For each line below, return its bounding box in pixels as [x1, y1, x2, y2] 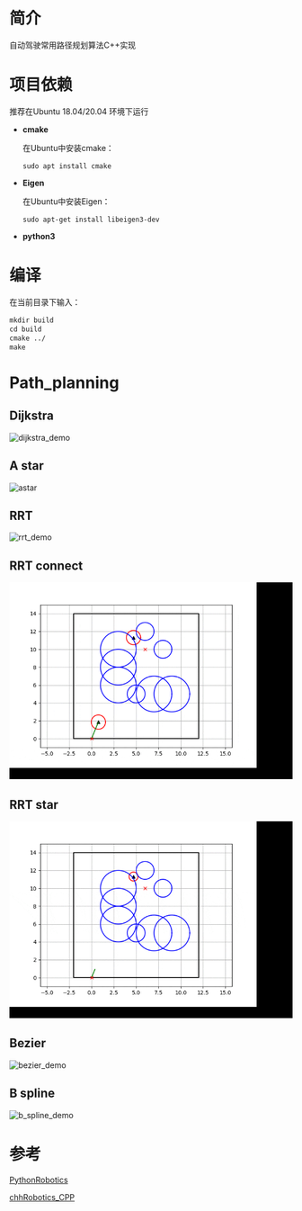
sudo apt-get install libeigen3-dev [22, 215, 160, 224]
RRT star [9, 797, 58, 812]
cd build [9, 325, 42, 334]
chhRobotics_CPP [9, 1191, 75, 1202]
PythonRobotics [9, 1174, 69, 1185]
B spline [9, 1086, 56, 1101]
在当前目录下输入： [9, 296, 81, 307]
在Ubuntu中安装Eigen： [22, 195, 111, 207]
